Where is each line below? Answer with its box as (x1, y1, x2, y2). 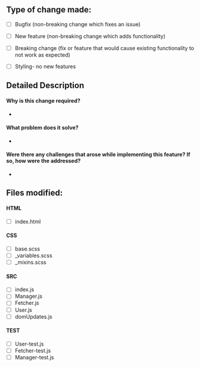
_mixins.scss (14, 259, 47, 266)
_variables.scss (14, 252, 53, 259)
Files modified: (6, 188, 63, 198)
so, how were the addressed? (6, 158, 81, 165)
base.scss (14, 245, 41, 252)
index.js (14, 286, 35, 293)
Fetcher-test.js (14, 347, 51, 354)
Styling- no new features (14, 63, 76, 70)
